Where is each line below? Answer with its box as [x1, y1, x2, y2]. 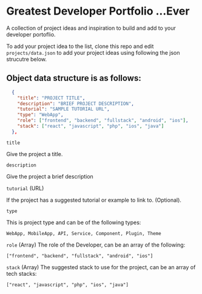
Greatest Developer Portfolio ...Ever [6, 4, 190, 18]
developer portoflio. [6, 30, 56, 38]
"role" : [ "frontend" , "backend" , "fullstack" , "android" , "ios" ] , [17, 117, 189, 124]
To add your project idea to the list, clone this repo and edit [6, 43, 154, 50]
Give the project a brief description [6, 173, 94, 180]
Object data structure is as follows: [6, 73, 141, 83]
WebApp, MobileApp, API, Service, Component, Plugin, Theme [6, 230, 162, 236]
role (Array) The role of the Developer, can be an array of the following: [6, 241, 186, 248]
